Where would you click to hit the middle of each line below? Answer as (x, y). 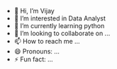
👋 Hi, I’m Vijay (34, 11)
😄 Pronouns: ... (37, 51)
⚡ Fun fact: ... (33, 59)
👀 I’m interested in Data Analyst (60, 18)
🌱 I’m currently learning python (59, 26)
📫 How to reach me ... (47, 41)
